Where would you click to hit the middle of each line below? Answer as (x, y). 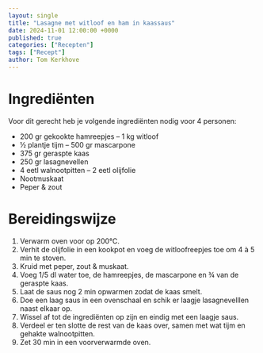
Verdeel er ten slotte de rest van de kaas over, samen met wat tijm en (132, 325)
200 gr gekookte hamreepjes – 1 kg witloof (89, 136)
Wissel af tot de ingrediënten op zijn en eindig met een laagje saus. (129, 317)
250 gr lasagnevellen (54, 161)
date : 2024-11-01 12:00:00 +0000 (63, 30)
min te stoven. (43, 258)
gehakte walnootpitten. (57, 333)
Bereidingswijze (62, 219)
